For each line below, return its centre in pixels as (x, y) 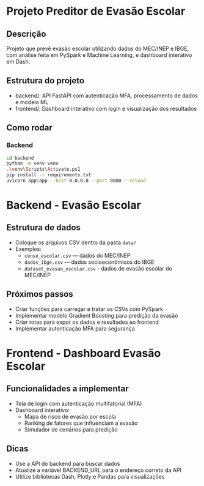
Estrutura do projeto (45, 81)
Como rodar (30, 128)
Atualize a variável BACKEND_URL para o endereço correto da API (98, 470)
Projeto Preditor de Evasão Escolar (96, 11)
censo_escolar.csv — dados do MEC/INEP (77, 255)
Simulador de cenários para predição (71, 429)
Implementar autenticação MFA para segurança (75, 328)
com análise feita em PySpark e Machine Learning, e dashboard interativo (99, 55)
